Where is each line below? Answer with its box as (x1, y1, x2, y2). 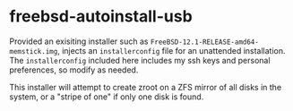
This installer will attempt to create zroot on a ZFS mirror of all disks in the (9, 81, 282, 92)
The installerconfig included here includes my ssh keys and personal (9, 55, 271, 65)
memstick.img (9, 47, 58, 55)
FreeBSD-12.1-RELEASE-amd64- (150, 38, 260, 47)
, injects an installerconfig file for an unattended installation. (56, 45, 286, 55)
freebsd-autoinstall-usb (9, 6, 193, 27)
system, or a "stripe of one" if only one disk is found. (9, 91, 204, 102)
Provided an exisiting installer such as (9, 36, 149, 47)
